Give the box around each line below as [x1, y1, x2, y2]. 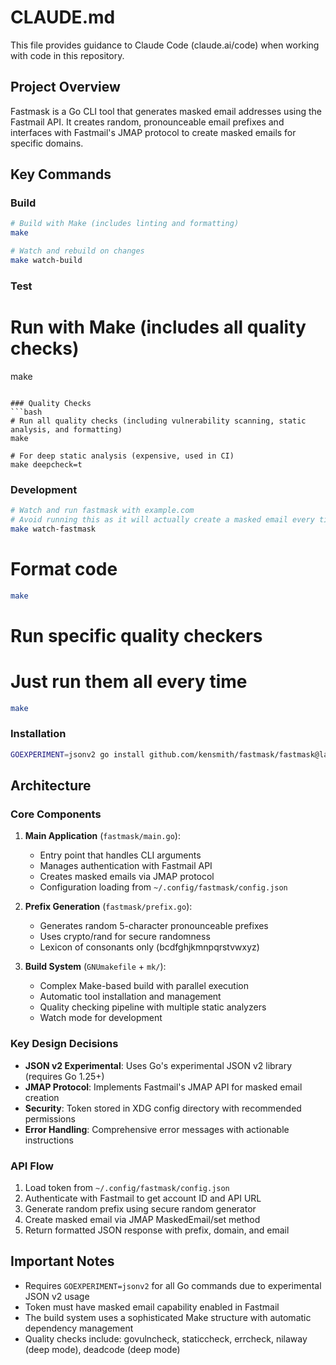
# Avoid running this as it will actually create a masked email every [10, 514, 315, 525]
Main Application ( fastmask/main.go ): [24, 830, 181, 842]
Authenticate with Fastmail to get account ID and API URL [24, 1192, 262, 1204]
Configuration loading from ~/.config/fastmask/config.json [39, 881, 288, 893]
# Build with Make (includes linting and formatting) [10, 219, 240, 229]
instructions [24, 1134, 75, 1146]
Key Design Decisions [10, 1037, 119, 1051]
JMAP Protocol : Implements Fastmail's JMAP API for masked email [24, 1081, 303, 1093]
